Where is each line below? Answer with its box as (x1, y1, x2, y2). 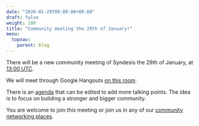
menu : (6, 31, 20, 37)
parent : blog (17, 43, 50, 49)
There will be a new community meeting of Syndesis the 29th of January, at (6, 58, 194, 66)
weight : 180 (6, 20, 36, 26)
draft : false (6, 14, 39, 20)
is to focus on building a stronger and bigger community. (6, 94, 146, 102)
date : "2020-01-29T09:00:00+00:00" (6, 8, 95, 15)
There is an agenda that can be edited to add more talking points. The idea (6, 88, 191, 95)
